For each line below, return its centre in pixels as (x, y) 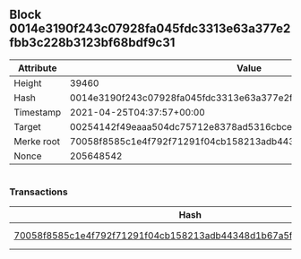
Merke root (37, 141)
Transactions (39, 192)
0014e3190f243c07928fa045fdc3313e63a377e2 (150, 29)
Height (28, 82)
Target (28, 126)
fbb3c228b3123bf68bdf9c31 (92, 43)
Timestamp (38, 112)
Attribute (37, 68)
